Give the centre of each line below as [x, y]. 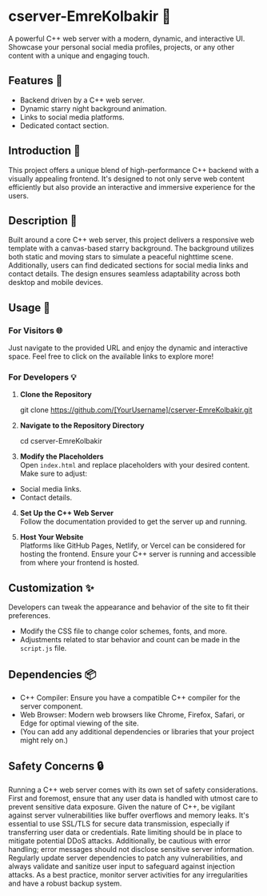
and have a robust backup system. [65, 883]
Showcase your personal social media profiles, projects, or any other [122, 46]
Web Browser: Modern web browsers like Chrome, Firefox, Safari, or [132, 714]
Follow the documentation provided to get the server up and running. [133, 522]
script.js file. [43, 649]
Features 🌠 [36, 80]
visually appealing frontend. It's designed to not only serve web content [127, 179]
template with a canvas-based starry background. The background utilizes [131, 248]
